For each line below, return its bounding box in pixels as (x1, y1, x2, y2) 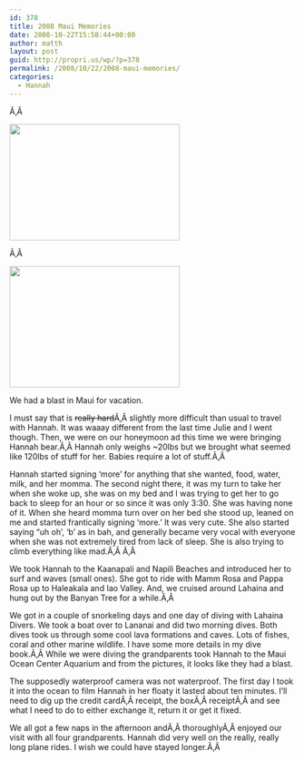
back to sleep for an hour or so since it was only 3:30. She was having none (9, 497, 293, 509)
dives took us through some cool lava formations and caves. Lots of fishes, (9, 628, 290, 640)
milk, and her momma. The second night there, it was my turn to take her (9, 478, 281, 489)
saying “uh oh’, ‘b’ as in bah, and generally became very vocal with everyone (9, 526, 296, 537)
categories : (9, 73, 54, 82)
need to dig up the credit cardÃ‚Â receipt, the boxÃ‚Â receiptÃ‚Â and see (9, 695, 280, 706)
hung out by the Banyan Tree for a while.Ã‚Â (9, 592, 174, 603)
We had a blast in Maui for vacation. (9, 394, 143, 405)
